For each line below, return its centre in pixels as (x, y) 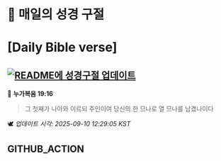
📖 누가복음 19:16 (30, 94)
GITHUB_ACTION (46, 149)
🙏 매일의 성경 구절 (56, 15)
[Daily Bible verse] (62, 48)
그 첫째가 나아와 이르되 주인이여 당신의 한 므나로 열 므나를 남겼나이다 (119, 109)
